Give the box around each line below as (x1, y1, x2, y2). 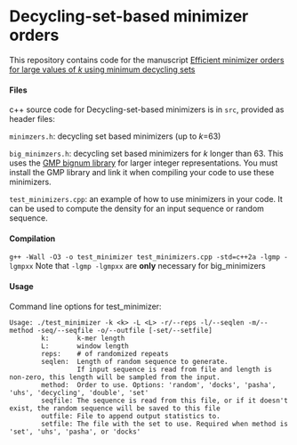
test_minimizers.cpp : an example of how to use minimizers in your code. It (9, 194, 283, 205)
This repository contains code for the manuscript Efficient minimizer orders (9, 54, 285, 65)
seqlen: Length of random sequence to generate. (41, 357, 229, 366)
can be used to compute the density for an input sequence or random (9, 203, 265, 214)
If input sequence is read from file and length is (76, 365, 273, 374)
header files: (9, 114, 55, 125)
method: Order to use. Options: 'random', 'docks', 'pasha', (41, 380, 277, 389)
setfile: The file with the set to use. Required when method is (41, 419, 289, 428)
